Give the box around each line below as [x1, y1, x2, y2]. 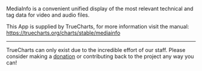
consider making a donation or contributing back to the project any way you [6, 53, 194, 60]
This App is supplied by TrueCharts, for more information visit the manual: [6, 23, 189, 30]
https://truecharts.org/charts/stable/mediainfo [6, 29, 121, 36]
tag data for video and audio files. [6, 11, 90, 18]
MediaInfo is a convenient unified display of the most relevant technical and [6, 5, 194, 12]
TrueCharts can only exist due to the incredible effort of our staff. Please [6, 47, 186, 53]
